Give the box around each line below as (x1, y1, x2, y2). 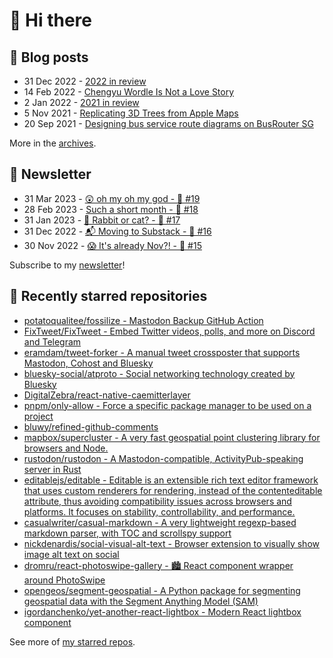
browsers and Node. (23, 442, 109, 454)
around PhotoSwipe (23, 574, 106, 586)
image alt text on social (23, 548, 120, 560)
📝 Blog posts (9, 49, 89, 66)
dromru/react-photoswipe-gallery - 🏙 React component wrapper (23, 559, 294, 571)
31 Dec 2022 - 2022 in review (23, 75, 147, 87)
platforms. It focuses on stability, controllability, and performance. (23, 505, 296, 518)
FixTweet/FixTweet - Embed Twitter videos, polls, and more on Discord (23, 325, 316, 337)
